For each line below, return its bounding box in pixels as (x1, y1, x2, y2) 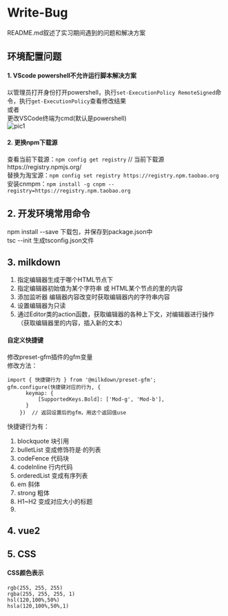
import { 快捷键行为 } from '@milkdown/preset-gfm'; (7, 376, 156, 383)
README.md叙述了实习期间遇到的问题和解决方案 (7, 28, 146, 37)
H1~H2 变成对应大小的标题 (17, 497, 93, 506)
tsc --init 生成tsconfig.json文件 (7, 236, 94, 244)
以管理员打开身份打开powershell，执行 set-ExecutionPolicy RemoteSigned (7, 88, 216, 96)
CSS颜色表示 (7, 568, 44, 577)
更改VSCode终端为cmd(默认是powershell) (7, 114, 127, 122)
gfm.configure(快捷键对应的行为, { (7, 383, 101, 391)
